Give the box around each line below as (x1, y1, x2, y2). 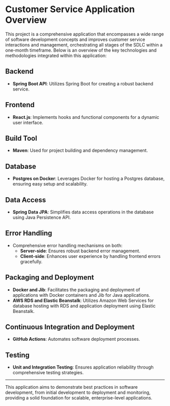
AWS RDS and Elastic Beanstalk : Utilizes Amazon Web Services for (12, 297, 154, 303)
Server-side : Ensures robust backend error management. (20, 248, 141, 254)
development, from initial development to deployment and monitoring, (5, 389, 151, 395)
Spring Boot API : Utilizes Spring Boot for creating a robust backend (12, 80, 153, 86)
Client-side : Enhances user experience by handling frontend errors (20, 253, 161, 259)
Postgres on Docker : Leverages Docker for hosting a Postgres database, (12, 175, 165, 182)
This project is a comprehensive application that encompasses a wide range (5, 31, 164, 37)
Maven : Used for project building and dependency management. (12, 148, 148, 154)
